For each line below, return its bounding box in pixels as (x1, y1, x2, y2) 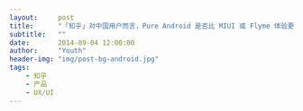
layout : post (9, 13, 75, 22)
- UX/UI (25, 88, 54, 97)
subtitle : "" (9, 30, 67, 38)
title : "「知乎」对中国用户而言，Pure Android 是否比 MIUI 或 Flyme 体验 (9, 21, 289, 30)
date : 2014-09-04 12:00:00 (9, 38, 135, 47)
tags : (9, 64, 30, 73)
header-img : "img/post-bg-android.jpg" (9, 55, 160, 64)
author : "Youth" (9, 47, 87, 55)
